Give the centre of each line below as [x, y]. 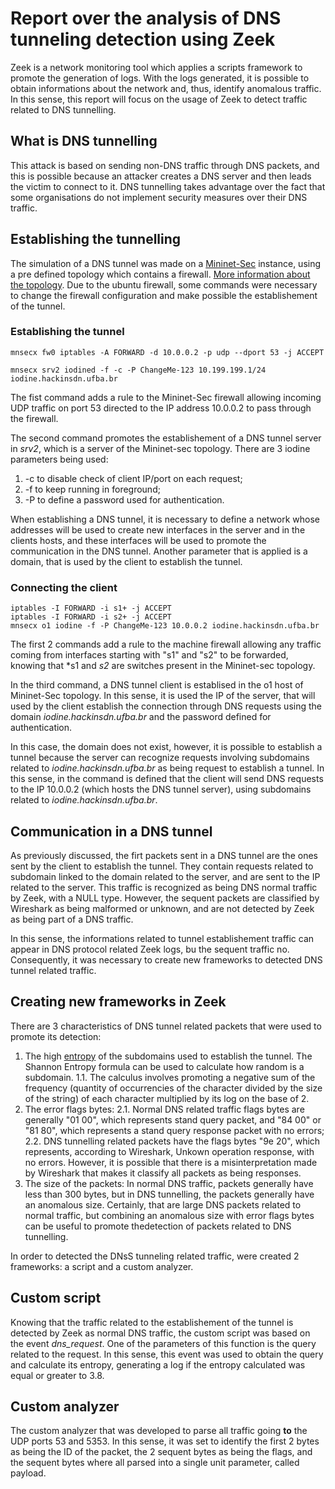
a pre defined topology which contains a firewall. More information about [160, 274]
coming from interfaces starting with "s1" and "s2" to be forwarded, [149, 655]
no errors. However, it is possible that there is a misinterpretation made [171, 1162]
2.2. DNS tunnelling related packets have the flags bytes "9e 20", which [172, 1141]
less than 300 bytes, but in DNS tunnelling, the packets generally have [169, 1194]
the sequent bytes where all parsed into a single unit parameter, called [155, 1463]
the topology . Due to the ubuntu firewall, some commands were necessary [164, 284]
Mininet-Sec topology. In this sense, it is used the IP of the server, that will [163, 696]
